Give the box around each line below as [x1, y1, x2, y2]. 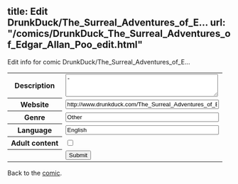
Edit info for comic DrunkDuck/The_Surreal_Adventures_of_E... [7, 57, 190, 66]
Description [14, 81, 55, 91]
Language [17, 125, 52, 135]
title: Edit [7, 6, 48, 18]
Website [20, 100, 50, 110]
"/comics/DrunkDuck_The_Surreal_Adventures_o [7, 28, 231, 40]
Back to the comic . [7, 168, 63, 177]
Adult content [11, 138, 59, 148]
